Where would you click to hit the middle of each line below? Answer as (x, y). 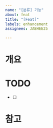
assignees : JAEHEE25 (27, 29)
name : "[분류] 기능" (24, 10)
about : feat (17, 15)
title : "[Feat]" (22, 19)
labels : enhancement (27, 24)
